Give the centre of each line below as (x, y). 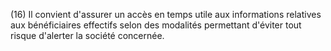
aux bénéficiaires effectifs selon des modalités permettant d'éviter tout (156, 25)
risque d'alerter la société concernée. (87, 35)
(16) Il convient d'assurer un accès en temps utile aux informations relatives (166, 14)
